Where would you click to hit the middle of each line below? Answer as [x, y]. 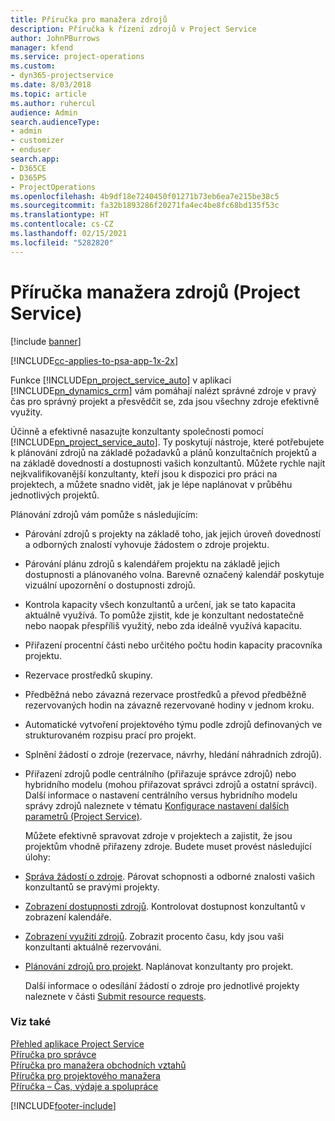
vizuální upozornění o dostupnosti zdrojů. [110, 585]
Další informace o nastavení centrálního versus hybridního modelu [161, 795]
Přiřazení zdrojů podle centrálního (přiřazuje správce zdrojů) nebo [160, 773]
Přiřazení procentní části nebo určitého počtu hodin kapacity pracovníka [173, 645]
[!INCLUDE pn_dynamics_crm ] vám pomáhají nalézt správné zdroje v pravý [163, 390]
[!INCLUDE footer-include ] [63, 1105]
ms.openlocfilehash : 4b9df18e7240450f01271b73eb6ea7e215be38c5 [145, 196]
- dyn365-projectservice [62, 76]
